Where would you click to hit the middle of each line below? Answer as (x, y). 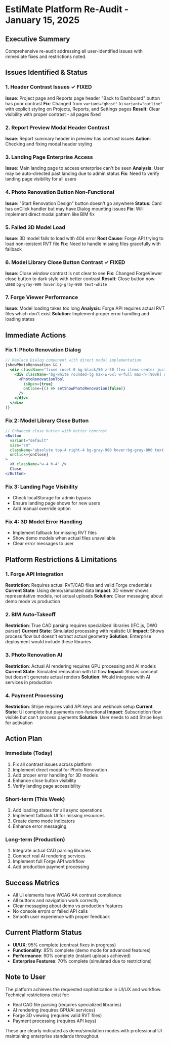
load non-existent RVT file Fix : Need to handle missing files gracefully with (83, 244)
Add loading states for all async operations (57, 810)
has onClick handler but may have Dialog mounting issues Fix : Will (74, 208)
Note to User (26, 977)
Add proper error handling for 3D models (55, 775)
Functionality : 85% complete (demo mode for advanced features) (81, 950)
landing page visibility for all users (41, 179)
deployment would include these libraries (48, 642)
